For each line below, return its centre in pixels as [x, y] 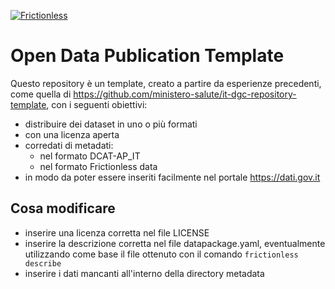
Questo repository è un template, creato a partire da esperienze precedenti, [166, 83]
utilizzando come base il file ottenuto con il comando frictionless [161, 254]
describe [43, 263]
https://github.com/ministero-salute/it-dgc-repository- [185, 94]
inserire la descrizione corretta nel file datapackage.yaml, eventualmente [175, 243]
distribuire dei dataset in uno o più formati [111, 124]
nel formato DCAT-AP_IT [90, 156]
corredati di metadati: [69, 145]
